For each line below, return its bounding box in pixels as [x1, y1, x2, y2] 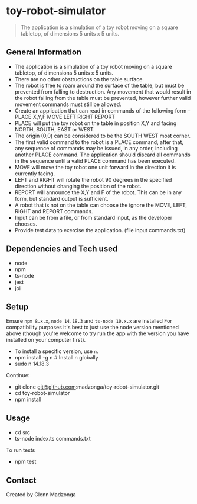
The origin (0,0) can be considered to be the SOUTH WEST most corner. [14, 132, 191, 139]
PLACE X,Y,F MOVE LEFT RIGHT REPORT [14, 113, 115, 120]
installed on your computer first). [6, 336, 86, 344]
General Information [6, 47, 82, 57]
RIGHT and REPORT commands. [14, 207, 93, 214]
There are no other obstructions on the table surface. [14, 75, 145, 82]
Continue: [6, 372, 30, 379]
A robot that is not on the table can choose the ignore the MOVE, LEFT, [14, 201, 188, 208]
